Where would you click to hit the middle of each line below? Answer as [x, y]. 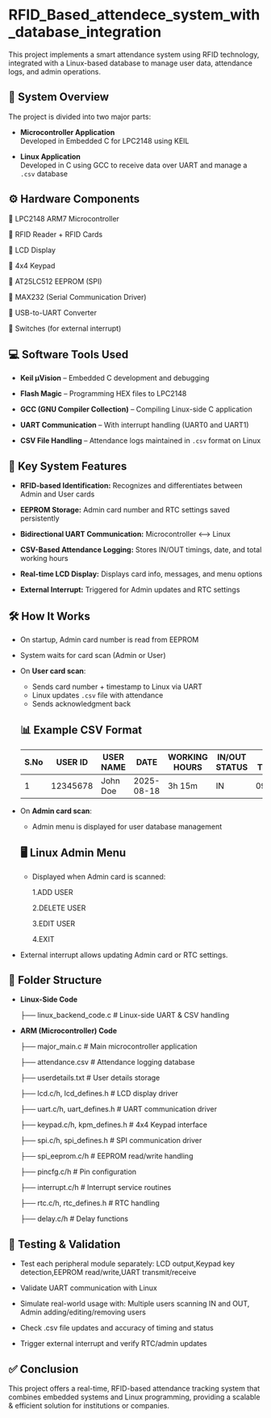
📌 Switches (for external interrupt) [65, 328]
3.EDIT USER [54, 923]
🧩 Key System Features [68, 466]
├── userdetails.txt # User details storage [90, 1078]
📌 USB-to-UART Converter [52, 312]
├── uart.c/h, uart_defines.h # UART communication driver [119, 1109]
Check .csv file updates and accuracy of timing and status [117, 1328]
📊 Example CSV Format [81, 730]
